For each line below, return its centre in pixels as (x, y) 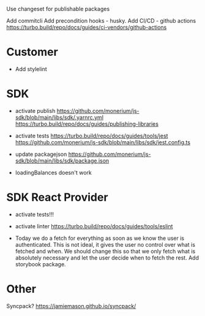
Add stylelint (31, 69)
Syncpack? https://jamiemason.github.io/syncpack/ (71, 306)
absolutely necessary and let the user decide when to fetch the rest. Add (107, 258)
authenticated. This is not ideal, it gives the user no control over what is (105, 244)
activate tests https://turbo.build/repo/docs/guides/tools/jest (91, 136)
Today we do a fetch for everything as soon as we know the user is (100, 238)
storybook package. (40, 264)
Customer (32, 52)
